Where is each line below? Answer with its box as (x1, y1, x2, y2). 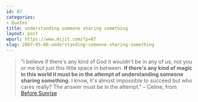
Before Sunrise (20, 90, 57, 97)
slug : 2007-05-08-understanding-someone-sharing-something (6, 42, 155, 48)
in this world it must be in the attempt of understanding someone (20, 71, 184, 78)
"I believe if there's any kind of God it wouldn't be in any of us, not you (20, 58, 192, 65)
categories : (6, 14, 35, 20)
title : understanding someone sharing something (6, 25, 128, 31)
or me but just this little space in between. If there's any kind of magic (20, 64, 193, 71)
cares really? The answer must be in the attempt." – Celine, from (20, 83, 177, 90)
